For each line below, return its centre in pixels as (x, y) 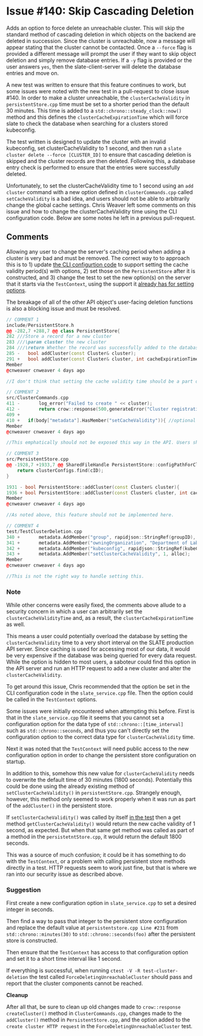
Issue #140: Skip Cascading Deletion (100, 11)
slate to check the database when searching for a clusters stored (87, 123)
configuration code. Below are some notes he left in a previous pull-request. (101, 218)
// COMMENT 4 (23, 526)
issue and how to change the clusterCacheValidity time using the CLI (92, 211)
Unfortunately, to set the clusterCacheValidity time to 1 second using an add (100, 186)
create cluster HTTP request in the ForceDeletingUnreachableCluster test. (99, 1026)
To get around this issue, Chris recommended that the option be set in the (98, 687)
